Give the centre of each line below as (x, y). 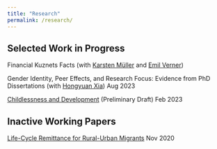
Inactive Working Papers (62, 121)
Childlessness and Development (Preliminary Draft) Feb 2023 (95, 100)
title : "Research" (34, 14)
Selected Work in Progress (66, 48)
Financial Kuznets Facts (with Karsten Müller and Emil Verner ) (96, 65)
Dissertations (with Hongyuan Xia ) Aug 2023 (71, 86)
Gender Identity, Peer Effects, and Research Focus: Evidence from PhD (109, 79)
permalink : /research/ (40, 20)
